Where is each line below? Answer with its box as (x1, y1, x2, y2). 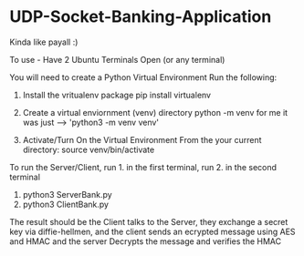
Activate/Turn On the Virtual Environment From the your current (22, 134, 262, 145)
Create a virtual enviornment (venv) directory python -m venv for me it (22, 107, 288, 118)
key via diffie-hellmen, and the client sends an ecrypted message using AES (9, 226, 296, 237)
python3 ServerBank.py (22, 189, 112, 200)
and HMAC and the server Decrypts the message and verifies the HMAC (9, 235, 281, 247)
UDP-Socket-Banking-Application (9, 6, 272, 27)
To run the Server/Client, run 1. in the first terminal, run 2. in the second (9, 161, 277, 172)
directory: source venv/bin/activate (22, 144, 155, 155)
